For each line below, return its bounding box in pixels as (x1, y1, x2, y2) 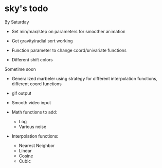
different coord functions (11, 81, 62, 87)
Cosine (18, 153, 34, 159)
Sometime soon (4, 66, 36, 72)
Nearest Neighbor (18, 142, 55, 149)
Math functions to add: (11, 109, 57, 115)
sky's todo (4, 3, 48, 14)
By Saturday (4, 19, 29, 25)
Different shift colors (11, 56, 53, 62)
